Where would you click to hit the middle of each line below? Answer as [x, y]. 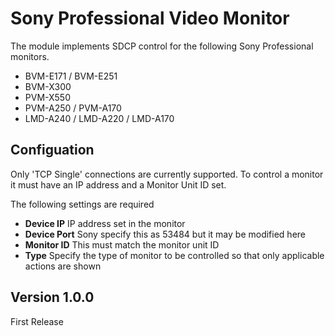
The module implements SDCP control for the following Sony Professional [162, 46]
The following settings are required [82, 204]
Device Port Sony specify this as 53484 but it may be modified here [165, 234]
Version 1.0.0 [52, 297]
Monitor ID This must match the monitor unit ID [122, 244]
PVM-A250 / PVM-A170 [73, 108]
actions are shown [63, 266]
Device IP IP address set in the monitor [105, 223]
